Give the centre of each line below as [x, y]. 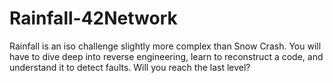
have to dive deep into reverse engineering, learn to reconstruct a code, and [166, 56]
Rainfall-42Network [93, 18]
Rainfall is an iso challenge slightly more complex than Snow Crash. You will [165, 46]
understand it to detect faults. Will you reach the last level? [130, 67]
